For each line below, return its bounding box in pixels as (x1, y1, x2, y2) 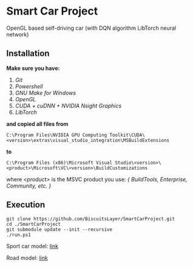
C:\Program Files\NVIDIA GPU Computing (6, 132, 107, 138)
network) (6, 30, 29, 38)
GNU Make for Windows (15, 89, 76, 96)
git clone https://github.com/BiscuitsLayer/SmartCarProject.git (6, 215, 175, 222)
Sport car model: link (6, 242, 59, 249)
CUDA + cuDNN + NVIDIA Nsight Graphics (15, 102, 122, 109)
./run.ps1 (6, 232, 32, 238)
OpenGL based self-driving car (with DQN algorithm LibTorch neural (6, 24, 177, 32)
